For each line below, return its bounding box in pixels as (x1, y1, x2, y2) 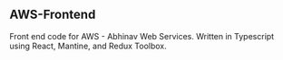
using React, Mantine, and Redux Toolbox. (9, 40, 168, 51)
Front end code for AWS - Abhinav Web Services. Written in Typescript (9, 30, 275, 41)
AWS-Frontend (9, 7, 96, 22)
